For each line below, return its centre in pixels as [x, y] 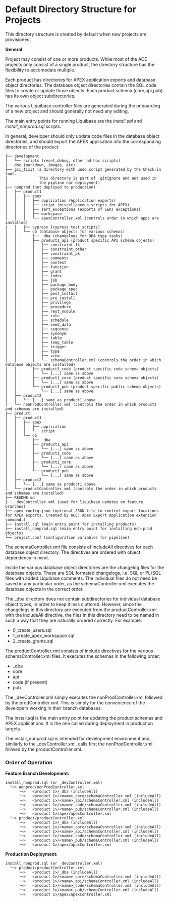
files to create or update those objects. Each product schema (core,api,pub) [84, 90]
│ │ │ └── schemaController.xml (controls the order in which [83, 360]
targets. [13, 729]
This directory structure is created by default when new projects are [76, 34]
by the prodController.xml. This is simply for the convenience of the [75, 702]
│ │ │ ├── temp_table [39, 342]
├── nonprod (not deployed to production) [50, 187]
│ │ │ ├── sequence [37, 329]
